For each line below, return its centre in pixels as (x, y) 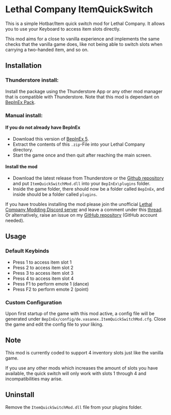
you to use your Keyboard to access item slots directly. (63, 29)
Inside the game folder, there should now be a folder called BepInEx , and (89, 189)
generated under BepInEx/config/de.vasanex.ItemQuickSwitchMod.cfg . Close (86, 319)
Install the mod (21, 167)
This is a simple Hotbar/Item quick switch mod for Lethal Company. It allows (85, 23)
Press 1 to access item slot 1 (42, 262)
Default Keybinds (27, 251)
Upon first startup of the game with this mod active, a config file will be (80, 313)
